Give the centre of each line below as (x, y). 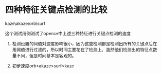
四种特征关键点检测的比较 (56, 10)
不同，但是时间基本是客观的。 (46, 55)
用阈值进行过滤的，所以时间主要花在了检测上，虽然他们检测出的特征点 (82, 49)
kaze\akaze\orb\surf (25, 23)
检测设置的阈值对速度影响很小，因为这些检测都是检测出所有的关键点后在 (84, 43)
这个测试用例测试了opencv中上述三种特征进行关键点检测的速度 (68, 33)
